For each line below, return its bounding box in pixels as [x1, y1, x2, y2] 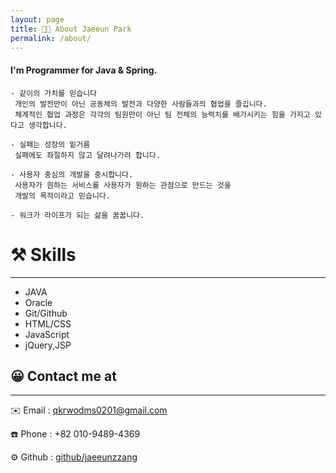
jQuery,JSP [24, 339, 72, 351]
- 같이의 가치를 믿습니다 [10, 88, 98, 98]
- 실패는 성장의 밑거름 [10, 139, 91, 150]
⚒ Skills [10, 243, 77, 266]
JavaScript [24, 328, 70, 340]
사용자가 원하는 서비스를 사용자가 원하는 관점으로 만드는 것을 [14, 180, 232, 190]
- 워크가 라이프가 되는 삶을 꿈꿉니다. [10, 210, 145, 220]
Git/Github [24, 307, 68, 319]
